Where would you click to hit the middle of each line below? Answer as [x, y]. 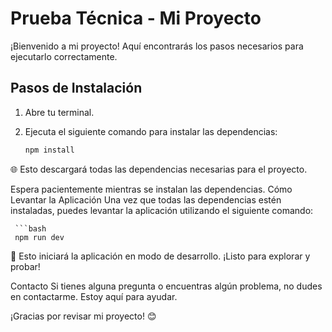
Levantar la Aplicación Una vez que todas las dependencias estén [146, 199]
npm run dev [39, 237]
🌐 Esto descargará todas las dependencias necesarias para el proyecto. [159, 169]
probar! [25, 266]
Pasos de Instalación [76, 88]
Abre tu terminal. [59, 112]
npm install [49, 150]
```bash [30, 228]
